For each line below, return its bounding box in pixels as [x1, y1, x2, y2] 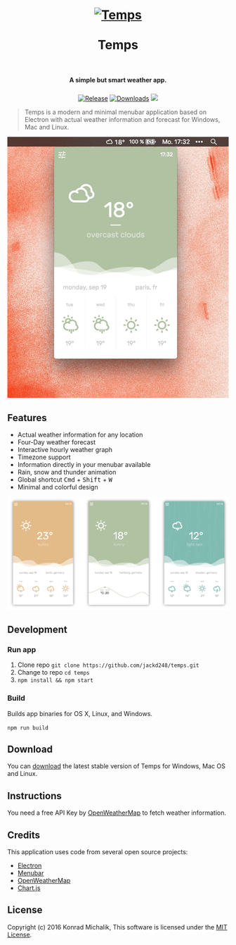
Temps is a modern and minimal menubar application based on [24, 108, 207, 116]
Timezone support [17, 453, 72, 461]
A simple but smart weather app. [69, 75, 167, 84]
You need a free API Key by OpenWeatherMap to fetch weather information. [7, 808, 227, 817]
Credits [7, 829, 41, 841]
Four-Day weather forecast [17, 438, 96, 446]
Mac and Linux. [24, 123, 70, 132]
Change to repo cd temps [17, 668, 90, 677]
